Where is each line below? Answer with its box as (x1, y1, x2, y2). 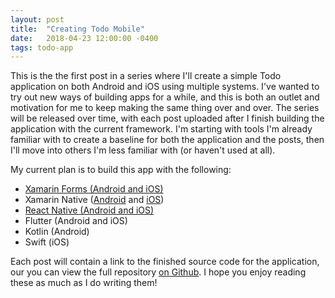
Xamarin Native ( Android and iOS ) (24, 194, 165, 206)
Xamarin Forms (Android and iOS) (24, 183, 164, 195)
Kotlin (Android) (24, 226, 90, 238)
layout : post (10, 14, 65, 25)
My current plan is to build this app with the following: (10, 164, 232, 176)
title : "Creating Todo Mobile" (10, 24, 145, 34)
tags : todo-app (10, 42, 74, 53)
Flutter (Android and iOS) (24, 215, 128, 227)
